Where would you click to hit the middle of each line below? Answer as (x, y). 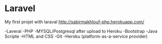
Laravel (20, 8)
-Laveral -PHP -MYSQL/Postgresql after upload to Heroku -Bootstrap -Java (81, 31)
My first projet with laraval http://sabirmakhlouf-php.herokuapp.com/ (75, 22)
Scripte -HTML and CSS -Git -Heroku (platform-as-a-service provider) (76, 36)
